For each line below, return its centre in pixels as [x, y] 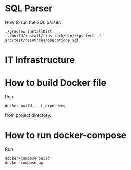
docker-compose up [24, 163]
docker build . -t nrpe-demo [35, 106]
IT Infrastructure [40, 60]
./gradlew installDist [29, 31]
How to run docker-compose [66, 135]
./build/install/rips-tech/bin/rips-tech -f [54, 36]
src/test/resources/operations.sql [42, 40]
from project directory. [28, 115]
